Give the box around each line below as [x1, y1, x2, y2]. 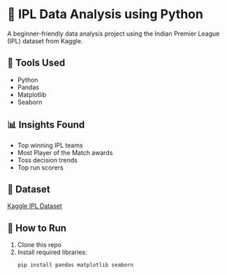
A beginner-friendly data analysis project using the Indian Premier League [7, 29, 220, 38]
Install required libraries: [17, 248, 87, 257]
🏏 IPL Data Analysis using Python [7, 6, 204, 22]
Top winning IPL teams [17, 141, 84, 149]
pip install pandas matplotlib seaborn [17, 262, 134, 269]
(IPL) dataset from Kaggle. [7, 36, 83, 45]
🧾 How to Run [7, 222, 67, 234]
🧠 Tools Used [7, 57, 66, 69]
